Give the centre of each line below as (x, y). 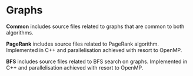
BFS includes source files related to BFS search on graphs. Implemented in (97, 61)
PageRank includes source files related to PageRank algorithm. (83, 44)
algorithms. (20, 32)
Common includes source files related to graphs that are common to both (95, 26)
